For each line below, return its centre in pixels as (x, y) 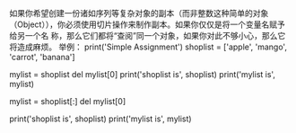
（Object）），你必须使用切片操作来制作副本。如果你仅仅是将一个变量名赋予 (147, 24)
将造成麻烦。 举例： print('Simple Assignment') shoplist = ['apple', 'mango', (148, 47)
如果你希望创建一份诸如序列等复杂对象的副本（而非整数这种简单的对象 (139, 13)
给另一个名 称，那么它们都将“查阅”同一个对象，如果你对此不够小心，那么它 (148, 35)
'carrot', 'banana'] (42, 57)
